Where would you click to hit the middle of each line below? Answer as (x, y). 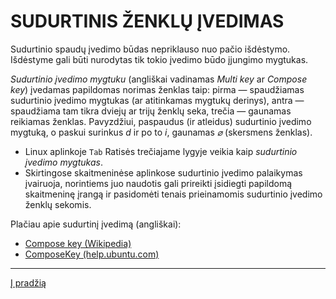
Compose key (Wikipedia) (78, 243)
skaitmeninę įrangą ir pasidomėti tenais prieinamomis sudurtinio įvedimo (173, 194)
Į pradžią (28, 282)
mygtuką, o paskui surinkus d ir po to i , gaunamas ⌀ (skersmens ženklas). (161, 132)
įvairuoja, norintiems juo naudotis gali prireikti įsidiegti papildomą (158, 183)
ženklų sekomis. (58, 204)
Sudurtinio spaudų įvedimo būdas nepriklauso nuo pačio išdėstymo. (150, 49)
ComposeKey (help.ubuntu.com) (92, 254)
